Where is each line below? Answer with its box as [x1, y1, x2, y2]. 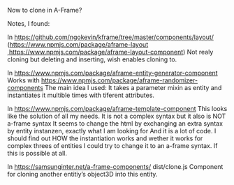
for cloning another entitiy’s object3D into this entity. [7, 170, 158, 178]
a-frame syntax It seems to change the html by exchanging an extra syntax [7, 119, 224, 128]
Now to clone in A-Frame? [7, 6, 82, 14]
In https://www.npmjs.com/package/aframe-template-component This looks [7, 105, 228, 112]
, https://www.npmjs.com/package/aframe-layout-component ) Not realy [7, 48, 214, 56]
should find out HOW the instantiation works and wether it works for [7, 134, 203, 142]
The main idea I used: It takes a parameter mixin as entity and [45, 84, 222, 91]
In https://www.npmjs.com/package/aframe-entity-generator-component [7, 69, 218, 77]
